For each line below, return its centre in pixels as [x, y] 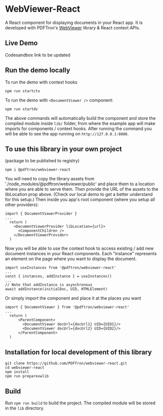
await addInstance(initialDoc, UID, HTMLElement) [56, 289]
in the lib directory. [25, 408]
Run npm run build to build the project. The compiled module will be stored [80, 403]
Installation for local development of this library [79, 352]
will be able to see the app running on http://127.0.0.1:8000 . [67, 133]
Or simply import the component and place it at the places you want [73, 298]
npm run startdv [21, 109]
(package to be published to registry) [42, 161]
